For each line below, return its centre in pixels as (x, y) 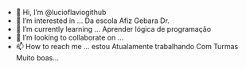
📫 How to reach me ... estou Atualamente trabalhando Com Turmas (127, 46)
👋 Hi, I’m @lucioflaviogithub (61, 12)
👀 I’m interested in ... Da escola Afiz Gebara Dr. (92, 21)
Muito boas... (37, 58)
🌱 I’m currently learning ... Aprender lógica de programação (113, 29)
